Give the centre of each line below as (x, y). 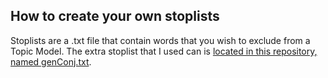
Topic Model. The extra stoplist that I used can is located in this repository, (164, 51)
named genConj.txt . (51, 61)
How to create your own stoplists (115, 16)
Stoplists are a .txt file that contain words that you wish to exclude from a (160, 40)
